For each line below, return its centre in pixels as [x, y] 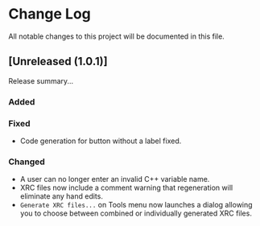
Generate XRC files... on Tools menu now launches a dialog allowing [136, 205]
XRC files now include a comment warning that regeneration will [126, 188]
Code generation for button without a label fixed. [101, 141]
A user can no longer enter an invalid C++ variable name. [115, 179]
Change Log [50, 14]
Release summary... [41, 80]
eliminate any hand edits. [61, 196]
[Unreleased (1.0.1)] [58, 62]
